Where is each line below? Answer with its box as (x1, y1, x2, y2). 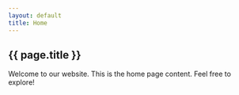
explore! (8, 78, 36, 87)
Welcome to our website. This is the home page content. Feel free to (8, 69, 232, 79)
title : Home (8, 19, 47, 27)
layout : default (8, 11, 62, 20)
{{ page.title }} (8, 48, 82, 62)
